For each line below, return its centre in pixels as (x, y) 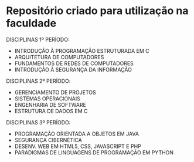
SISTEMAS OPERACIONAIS (47, 99)
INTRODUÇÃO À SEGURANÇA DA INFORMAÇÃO (73, 69)
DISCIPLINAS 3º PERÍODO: (38, 122)
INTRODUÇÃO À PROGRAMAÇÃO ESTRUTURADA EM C (82, 50)
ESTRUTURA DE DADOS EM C (51, 111)
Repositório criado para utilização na (97, 11)
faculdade (31, 23)
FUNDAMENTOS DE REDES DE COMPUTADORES (74, 63)
